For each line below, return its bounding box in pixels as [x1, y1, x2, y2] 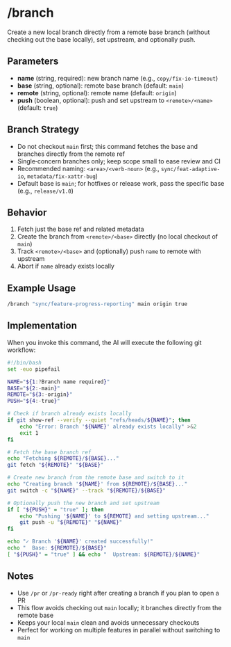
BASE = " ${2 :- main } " [7, 385, 60, 392]
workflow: [7, 346, 36, 354]
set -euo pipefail [7, 365, 60, 373]
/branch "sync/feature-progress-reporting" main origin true [7, 301, 188, 307]
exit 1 [19, 429, 39, 436]
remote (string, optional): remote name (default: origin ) [17, 88, 177, 97]
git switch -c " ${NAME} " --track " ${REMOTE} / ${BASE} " [7, 487, 166, 494]
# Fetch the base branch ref [7, 449, 92, 456]
